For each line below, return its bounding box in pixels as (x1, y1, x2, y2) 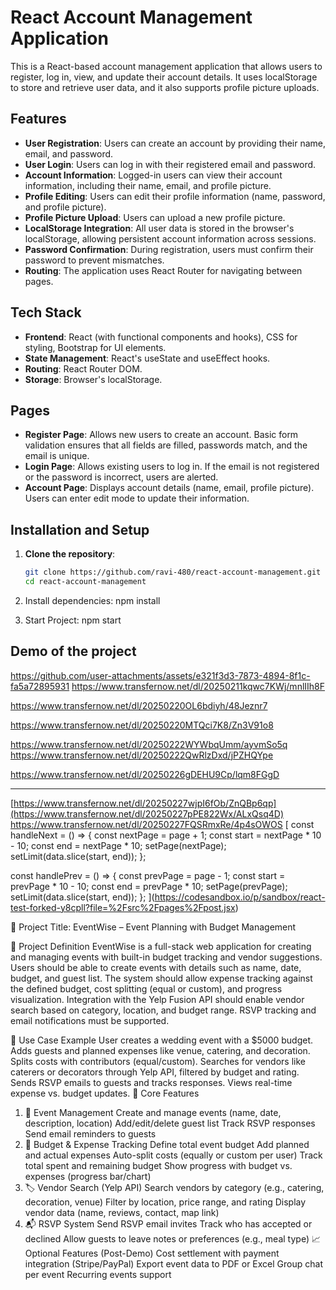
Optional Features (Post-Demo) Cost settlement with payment (24, 1247, 280, 1259)
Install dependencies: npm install (24, 594, 161, 606)
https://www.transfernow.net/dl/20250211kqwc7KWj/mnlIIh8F (71, 680, 326, 692)
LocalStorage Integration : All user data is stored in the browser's (24, 222, 295, 234)
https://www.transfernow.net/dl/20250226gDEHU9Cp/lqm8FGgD (10, 768, 280, 780)
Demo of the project (10, 643, 137, 660)
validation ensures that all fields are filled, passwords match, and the (24, 439, 308, 451)
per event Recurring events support (24, 1268, 172, 1280)
